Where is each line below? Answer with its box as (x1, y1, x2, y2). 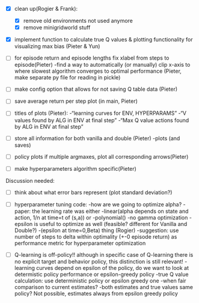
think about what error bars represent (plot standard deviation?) (14, 189, 173, 196)
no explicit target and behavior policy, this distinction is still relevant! (14, 258, 184, 265)
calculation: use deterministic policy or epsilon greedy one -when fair (14, 277, 187, 284)
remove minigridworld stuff (23, 24, 91, 31)
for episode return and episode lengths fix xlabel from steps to (14, 54, 170, 62)
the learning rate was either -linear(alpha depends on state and (32, 207, 189, 215)
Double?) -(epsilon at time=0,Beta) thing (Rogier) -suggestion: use (14, 227, 179, 234)
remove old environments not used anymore (23, 17, 133, 25)
